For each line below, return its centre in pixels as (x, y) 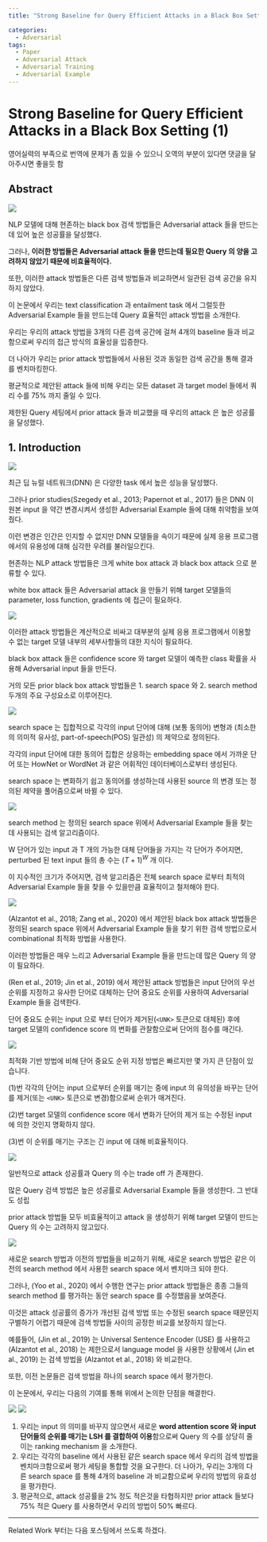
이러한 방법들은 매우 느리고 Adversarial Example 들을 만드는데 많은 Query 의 (128, 955)
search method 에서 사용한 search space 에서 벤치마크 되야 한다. (126, 1268)
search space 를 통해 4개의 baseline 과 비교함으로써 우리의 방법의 (132, 1476)
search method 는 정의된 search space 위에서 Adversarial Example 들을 (123, 823)
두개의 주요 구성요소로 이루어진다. (60, 695)
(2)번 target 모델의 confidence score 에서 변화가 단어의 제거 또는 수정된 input (130, 1114)
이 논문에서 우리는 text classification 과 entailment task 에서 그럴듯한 (117, 305)
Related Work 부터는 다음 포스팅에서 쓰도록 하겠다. (87, 1530)
